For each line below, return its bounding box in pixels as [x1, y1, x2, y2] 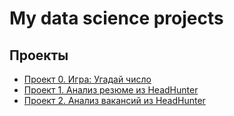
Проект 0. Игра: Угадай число [23, 73, 152, 85]
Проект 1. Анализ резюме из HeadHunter [23, 84, 199, 96]
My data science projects [9, 7, 224, 30]
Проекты [9, 47, 69, 64]
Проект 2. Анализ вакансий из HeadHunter [23, 95, 206, 106]
